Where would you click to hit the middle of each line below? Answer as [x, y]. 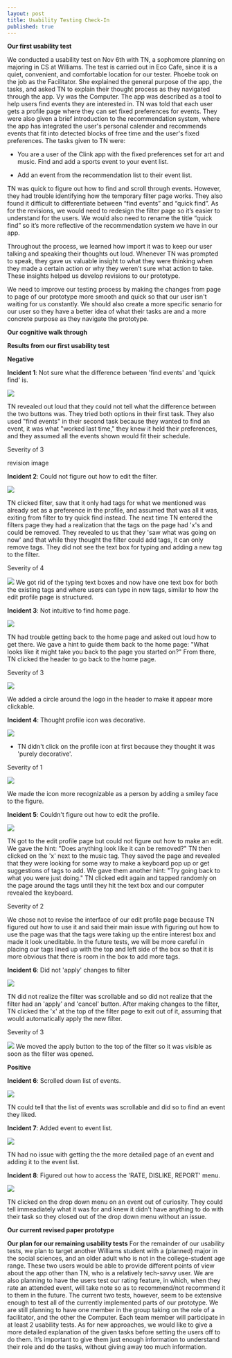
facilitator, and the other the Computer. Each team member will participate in [116, 1318]
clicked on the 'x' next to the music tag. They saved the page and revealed [114, 856]
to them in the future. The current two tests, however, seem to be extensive [115, 1295]
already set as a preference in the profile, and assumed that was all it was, [113, 511]
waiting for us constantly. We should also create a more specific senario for [115, 304]
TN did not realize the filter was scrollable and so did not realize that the [110, 997]
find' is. [18, 380]
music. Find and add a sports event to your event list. [93, 162]
